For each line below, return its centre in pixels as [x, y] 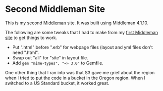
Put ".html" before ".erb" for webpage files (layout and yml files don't [82, 47]
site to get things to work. [31, 38]
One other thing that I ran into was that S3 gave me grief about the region [80, 72]
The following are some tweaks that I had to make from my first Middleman [81, 32]
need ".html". [26, 52]
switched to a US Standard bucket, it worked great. [57, 83]
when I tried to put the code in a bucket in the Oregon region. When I [75, 78]
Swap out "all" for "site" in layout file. [50, 57]
